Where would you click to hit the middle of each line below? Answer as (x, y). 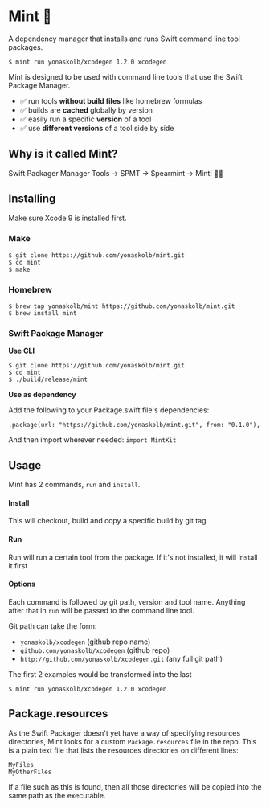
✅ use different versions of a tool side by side (97, 128)
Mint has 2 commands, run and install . (74, 485)
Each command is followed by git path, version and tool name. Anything (127, 601)
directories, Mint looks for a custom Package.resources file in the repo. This (133, 741)
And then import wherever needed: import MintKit (92, 440)
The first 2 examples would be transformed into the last (100, 674)
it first (18, 565)
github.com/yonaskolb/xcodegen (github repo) (95, 650)
